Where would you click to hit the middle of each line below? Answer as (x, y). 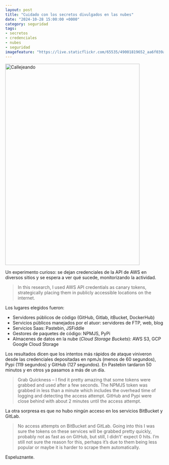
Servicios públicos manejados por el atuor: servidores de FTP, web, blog (88, 323)
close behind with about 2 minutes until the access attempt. (79, 401)
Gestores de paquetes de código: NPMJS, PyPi (61, 333)
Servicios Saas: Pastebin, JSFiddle (48, 328)
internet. (26, 298)
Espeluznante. (20, 457)
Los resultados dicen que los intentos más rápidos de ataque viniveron (78, 354)
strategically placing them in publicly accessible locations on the (84, 292)
